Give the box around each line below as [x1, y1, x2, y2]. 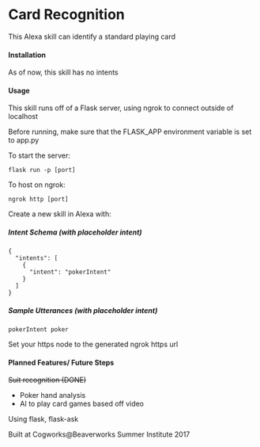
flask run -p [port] [8, 166, 77, 174]
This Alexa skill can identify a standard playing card [8, 32, 176, 41]
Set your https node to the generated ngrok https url [8, 339, 179, 350]
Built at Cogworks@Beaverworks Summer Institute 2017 [8, 430, 190, 439]
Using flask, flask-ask [8, 415, 79, 424]
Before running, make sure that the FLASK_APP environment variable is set [8, 127, 252, 136]
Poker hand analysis [19, 391, 86, 400]
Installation [8, 50, 46, 59]
